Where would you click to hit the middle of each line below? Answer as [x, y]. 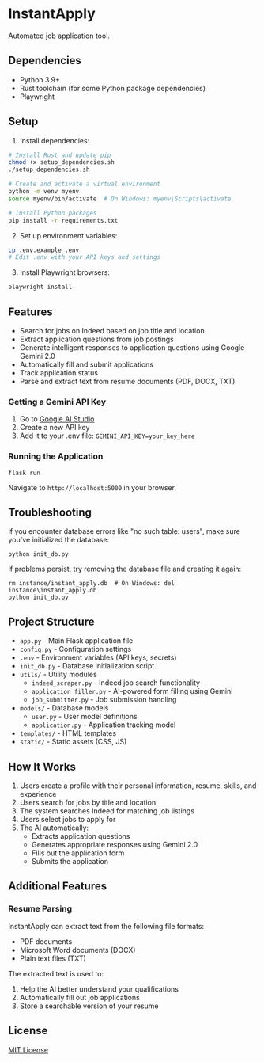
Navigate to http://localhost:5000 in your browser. [92, 487]
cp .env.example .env [44, 250]
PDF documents [46, 941]
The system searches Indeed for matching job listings [107, 811]
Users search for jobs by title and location [88, 803]
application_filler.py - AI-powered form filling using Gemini [132, 691]
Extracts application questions [81, 836]
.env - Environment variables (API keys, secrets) [98, 657]
